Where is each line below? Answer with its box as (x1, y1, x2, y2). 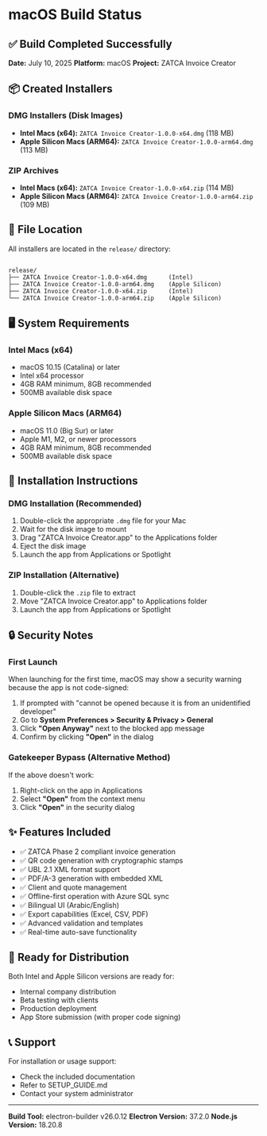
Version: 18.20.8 (8, 1120, 63, 1130)
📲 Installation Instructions (8, 475, 138, 488)
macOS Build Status (8, 6, 142, 24)
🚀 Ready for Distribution (8, 950, 130, 963)
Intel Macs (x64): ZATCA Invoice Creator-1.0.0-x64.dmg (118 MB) (19, 128, 234, 138)
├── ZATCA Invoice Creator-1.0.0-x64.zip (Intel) (8, 287, 194, 295)
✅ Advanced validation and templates (19, 918, 144, 928)
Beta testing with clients (19, 995, 99, 1005)
